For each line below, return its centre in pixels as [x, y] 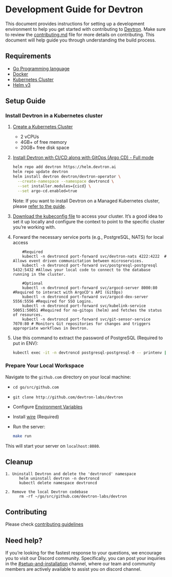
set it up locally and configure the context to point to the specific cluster [89, 221]
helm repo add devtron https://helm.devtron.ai [64, 167]
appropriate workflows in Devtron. [51, 328]
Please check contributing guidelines [44, 524]
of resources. [28, 315]
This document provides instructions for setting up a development [75, 24]
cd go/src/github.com [36, 387]
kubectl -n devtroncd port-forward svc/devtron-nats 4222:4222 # [94, 256]
